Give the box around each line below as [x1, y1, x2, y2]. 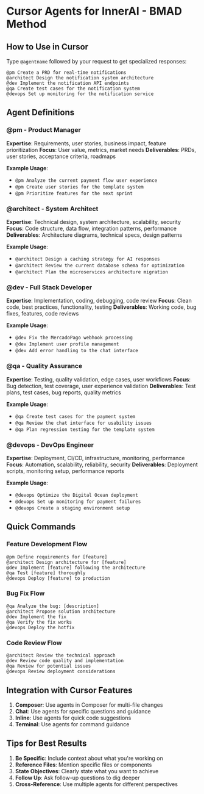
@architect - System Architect [6, 204, 99, 213]
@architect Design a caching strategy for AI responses [15, 256, 160, 262]
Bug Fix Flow [6, 589, 45, 597]
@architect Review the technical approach [6, 652, 116, 659]
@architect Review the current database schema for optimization [15, 262, 185, 269]
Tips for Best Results [6, 738, 87, 749]
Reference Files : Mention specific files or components [15, 761, 152, 768]
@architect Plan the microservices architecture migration [15, 269, 169, 275]
